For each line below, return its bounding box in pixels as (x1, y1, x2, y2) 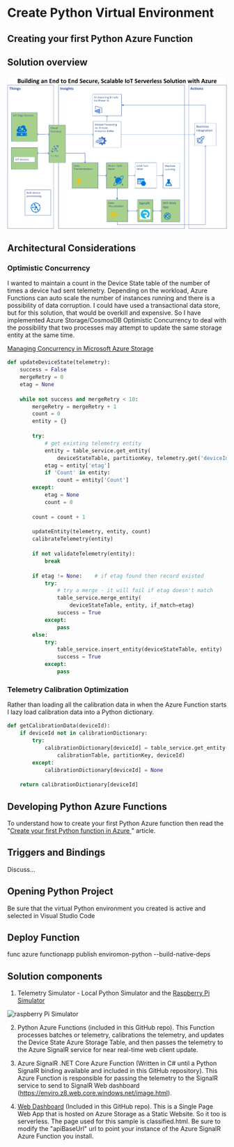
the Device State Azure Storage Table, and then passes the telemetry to (17, 1038, 224, 1046)
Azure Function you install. (17, 1132, 94, 1141)
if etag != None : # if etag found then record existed (32, 572, 204, 579)
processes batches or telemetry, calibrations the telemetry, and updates (17, 1031, 224, 1039)
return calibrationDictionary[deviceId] (19, 781, 139, 788)
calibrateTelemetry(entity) (32, 535, 114, 542)
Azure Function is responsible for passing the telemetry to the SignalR (17, 1074, 218, 1083)
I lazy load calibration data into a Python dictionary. (7, 708, 155, 716)
